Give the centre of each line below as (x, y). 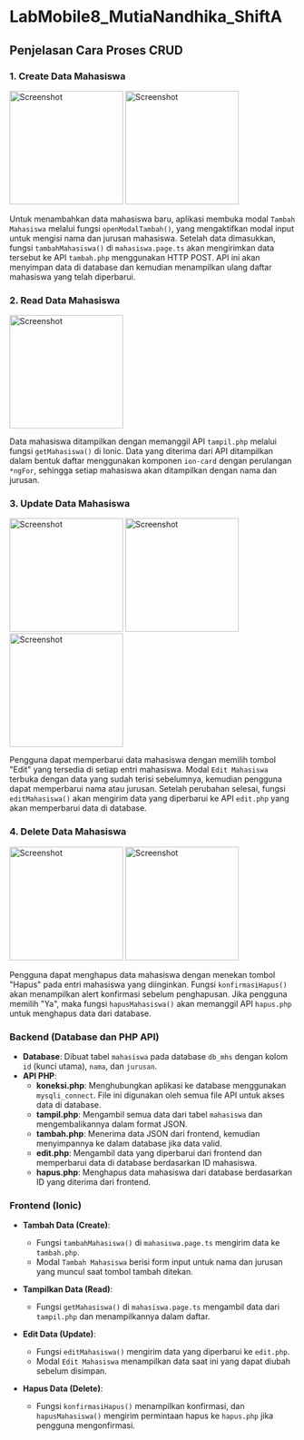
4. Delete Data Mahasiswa (68, 832)
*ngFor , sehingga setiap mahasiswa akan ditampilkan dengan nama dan (143, 470)
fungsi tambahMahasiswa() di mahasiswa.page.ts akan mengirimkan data (142, 248)
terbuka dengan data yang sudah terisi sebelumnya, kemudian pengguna (146, 779)
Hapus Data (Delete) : (63, 1389)
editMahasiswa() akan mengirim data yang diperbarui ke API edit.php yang (150, 799)
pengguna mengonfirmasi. (86, 1425)
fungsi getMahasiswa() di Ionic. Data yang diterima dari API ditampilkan (142, 451)
